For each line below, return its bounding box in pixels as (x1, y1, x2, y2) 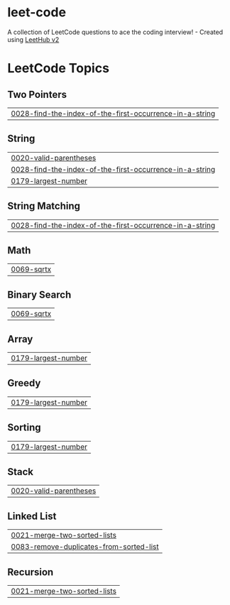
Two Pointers (7, 88, 67, 100)
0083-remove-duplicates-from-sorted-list (11, 542, 159, 552)
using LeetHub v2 (7, 35, 60, 43)
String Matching (7, 200, 80, 212)
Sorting (7, 422, 41, 434)
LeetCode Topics (7, 60, 110, 77)
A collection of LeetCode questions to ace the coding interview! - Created (7, 28, 224, 36)
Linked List (7, 510, 57, 522)
